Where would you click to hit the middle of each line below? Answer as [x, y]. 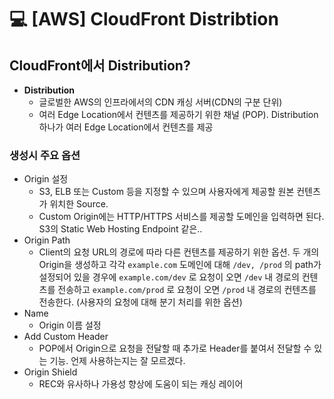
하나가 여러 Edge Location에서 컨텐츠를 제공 [126, 127]
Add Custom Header [66, 337]
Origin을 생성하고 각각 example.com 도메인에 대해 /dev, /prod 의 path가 [180, 265]
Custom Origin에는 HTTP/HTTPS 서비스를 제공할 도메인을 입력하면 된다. [181, 217]
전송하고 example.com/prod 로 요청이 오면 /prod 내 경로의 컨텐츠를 [187, 290]
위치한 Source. [79, 204]
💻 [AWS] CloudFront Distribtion [144, 19]
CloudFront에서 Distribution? [100, 65]
